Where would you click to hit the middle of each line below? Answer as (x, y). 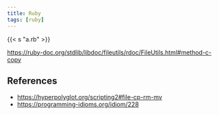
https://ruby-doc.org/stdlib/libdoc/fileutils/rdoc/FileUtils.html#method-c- (109, 52)
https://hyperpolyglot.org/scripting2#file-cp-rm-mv (90, 97)
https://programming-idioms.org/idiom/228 (78, 104)
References (32, 81)
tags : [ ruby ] (26, 20)
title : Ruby (24, 13)
